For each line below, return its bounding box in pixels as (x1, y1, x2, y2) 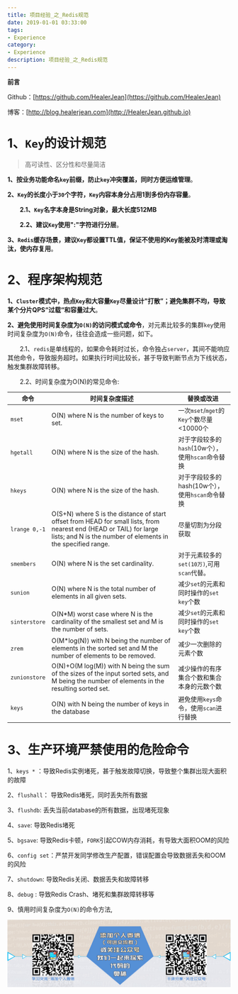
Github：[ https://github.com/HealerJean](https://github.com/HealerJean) (7, 92, 221, 101)
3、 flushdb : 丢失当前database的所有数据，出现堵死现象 (7, 806, 170, 814)
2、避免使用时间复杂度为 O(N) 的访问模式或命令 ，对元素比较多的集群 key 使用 (7, 320, 226, 329)
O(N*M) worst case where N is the (51, 609, 154, 618)
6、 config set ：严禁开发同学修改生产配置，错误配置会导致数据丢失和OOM (7, 851, 226, 860)
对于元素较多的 (178, 551, 222, 559)
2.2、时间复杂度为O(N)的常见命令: (19, 377, 120, 386)
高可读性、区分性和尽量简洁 (24, 160, 106, 168)
